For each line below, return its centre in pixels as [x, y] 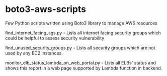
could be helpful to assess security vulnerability [55, 38]
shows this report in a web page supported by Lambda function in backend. [84, 68]
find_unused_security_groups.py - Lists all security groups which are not [80, 47]
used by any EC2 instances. [34, 53]
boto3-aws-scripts [46, 9]
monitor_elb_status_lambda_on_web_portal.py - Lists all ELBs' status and [80, 62]
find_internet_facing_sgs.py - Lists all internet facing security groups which [83, 32]
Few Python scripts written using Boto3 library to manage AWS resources [81, 23]
